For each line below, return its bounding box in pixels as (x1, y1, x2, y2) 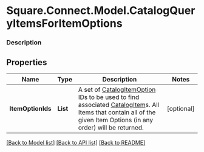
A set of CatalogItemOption (78, 85, 156, 94)
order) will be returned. (78, 123, 144, 131)
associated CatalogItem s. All (78, 100, 160, 109)
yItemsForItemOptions (6, 16, 123, 30)
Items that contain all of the (78, 108, 156, 116)
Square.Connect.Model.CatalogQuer (6, 4, 195, 18)
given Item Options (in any (78, 116, 154, 124)
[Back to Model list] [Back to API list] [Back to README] (6, 139, 146, 146)
